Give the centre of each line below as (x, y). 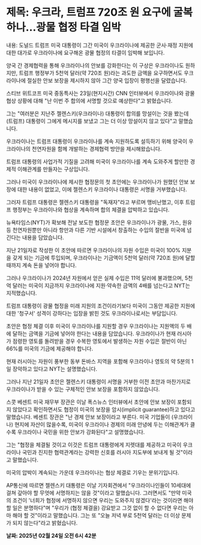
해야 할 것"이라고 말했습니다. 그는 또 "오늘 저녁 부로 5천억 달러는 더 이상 (96, 515)
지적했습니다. (22, 293)
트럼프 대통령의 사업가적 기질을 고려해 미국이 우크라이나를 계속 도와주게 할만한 (97, 161)
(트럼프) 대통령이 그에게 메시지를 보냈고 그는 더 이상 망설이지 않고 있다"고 (92, 121)
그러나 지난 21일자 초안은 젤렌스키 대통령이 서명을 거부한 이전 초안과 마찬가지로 (98, 382)
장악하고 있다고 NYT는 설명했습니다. (55, 369)
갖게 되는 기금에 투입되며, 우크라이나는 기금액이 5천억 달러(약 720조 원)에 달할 (104, 257)
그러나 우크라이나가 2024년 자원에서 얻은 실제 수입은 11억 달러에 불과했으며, (95, 278)
